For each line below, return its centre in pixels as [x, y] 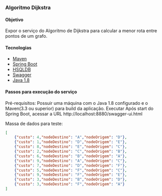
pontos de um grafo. [26, 36]
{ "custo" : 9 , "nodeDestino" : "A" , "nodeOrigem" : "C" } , [71, 161]
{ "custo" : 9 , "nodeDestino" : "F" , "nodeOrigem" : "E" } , [71, 175]
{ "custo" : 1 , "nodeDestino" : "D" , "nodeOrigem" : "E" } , [71, 142]
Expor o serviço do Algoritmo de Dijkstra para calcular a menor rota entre [81, 31]
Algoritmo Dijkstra [28, 8]
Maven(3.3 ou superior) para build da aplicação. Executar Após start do [79, 108]
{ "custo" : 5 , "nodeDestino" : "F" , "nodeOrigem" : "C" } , [71, 170]
